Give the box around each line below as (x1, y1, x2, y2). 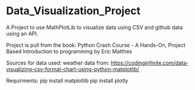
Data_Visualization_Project (6, 4, 141, 18)
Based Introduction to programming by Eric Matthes (6, 47, 132, 54)
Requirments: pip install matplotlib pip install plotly (6, 77, 128, 84)
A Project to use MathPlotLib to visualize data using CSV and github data (6, 24, 183, 31)
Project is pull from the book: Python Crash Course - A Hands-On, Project (6, 41, 186, 49)
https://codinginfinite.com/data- (110, 59, 189, 66)
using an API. (6, 30, 38, 37)
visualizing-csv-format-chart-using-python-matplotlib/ (6, 65, 139, 72)
